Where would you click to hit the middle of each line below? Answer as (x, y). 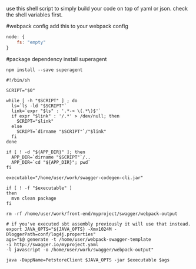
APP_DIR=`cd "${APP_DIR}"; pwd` (51, 162)
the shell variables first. (34, 15)
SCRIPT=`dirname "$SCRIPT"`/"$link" (62, 132)
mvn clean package (34, 198)
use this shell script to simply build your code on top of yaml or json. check (97, 9)
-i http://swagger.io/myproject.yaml (52, 244)
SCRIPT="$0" (21, 90)
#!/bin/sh (18, 80)
